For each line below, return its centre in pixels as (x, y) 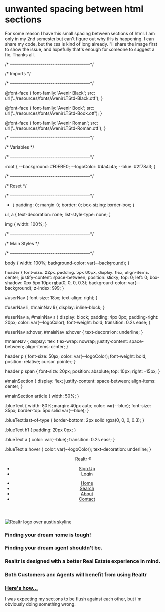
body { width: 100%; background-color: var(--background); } (67, 263)
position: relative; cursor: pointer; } (40, 361)
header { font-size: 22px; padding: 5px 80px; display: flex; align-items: (77, 272)
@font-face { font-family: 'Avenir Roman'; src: (52, 123)
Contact (87, 499)
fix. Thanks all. (20, 54)
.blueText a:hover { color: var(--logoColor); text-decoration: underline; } (78, 449)
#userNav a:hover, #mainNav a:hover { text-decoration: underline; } (74, 332)
